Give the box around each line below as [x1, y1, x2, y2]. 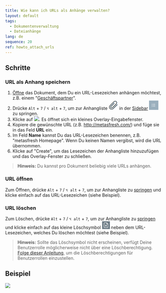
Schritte [5, 64, 31, 72]
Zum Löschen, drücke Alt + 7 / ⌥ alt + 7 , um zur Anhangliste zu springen [5, 216, 156, 222]
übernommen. [12, 143, 41, 149]
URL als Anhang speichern [5, 78, 71, 85]
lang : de [5, 34, 23, 39]
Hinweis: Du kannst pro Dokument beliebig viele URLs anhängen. [17, 163, 152, 169]
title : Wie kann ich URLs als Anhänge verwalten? [5, 8, 110, 13]
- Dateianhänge [9, 29, 41, 34]
